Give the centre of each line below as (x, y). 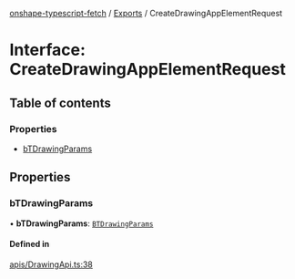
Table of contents (60, 103)
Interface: (48, 50)
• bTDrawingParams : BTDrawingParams (81, 223)
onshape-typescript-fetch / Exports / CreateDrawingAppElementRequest (146, 13)
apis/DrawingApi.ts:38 (51, 264)
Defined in (30, 244)
